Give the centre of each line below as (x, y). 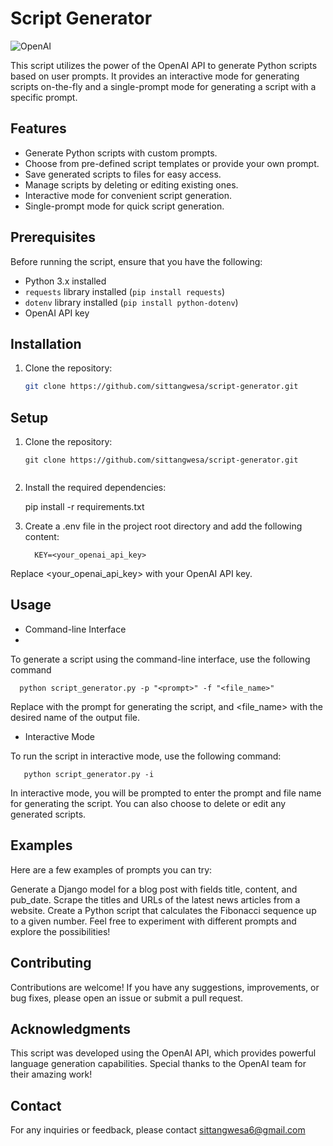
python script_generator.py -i (89, 774)
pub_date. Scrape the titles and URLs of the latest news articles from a (155, 899)
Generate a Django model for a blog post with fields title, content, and (154, 889)
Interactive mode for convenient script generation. (128, 195)
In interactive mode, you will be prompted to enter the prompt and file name (166, 793)
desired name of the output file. (75, 717)
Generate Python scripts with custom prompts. (121, 153)
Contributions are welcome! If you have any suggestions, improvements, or (165, 987)
